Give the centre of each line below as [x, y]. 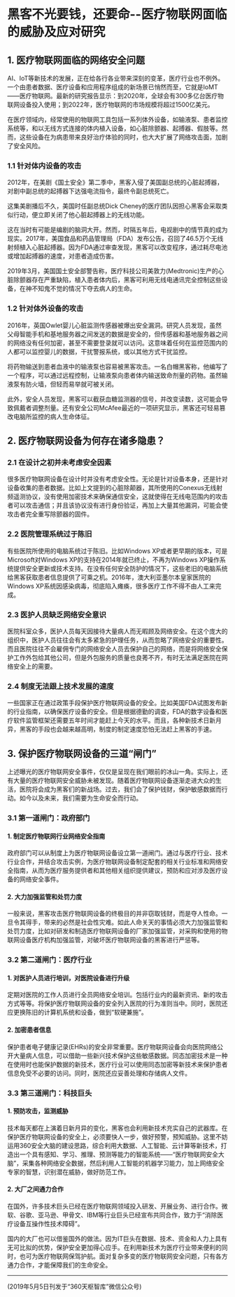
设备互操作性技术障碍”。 [48, 1223]
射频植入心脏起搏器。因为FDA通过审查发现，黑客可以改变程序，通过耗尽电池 [117, 247]
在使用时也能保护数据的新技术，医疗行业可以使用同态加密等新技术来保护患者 [117, 1064]
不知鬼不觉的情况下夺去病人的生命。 [84, 289]
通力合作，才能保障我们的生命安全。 [59, 1265]
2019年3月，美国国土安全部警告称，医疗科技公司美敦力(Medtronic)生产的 [113, 271]
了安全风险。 [26, 146]
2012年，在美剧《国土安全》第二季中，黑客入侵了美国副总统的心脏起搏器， [115, 183]
